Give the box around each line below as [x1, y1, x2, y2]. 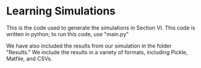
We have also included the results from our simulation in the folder [6, 42, 172, 49]
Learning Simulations [6, 4, 116, 18]
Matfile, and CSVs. [6, 55, 53, 62]
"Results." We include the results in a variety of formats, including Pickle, [6, 48, 188, 55]
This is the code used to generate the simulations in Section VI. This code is [6, 24, 196, 31]
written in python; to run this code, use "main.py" [6, 30, 129, 37]
